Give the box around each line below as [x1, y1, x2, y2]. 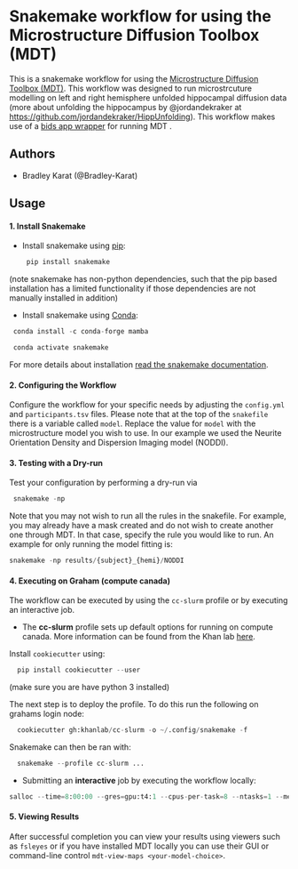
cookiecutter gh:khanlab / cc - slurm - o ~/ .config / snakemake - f [17, 726, 248, 735]
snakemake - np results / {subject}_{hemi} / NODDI [9, 556, 184, 566]
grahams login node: [9, 709, 84, 720]
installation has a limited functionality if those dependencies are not [9, 283, 256, 294]
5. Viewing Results [9, 811, 80, 822]
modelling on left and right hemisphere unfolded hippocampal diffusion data [9, 92, 287, 103]
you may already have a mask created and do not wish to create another [9, 520, 274, 531]
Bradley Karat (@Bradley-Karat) [21, 170, 138, 181]
